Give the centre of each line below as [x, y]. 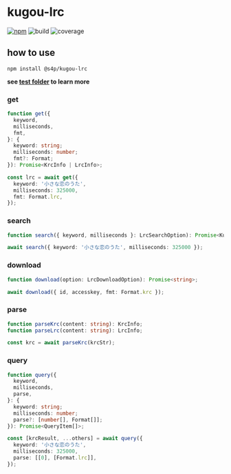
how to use [31, 53]
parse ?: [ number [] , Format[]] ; [58, 419]
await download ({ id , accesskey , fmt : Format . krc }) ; [86, 292]
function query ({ [32, 375]
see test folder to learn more [48, 81]
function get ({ [29, 114]
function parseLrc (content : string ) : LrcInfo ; [75, 330]
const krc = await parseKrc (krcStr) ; [61, 343]
